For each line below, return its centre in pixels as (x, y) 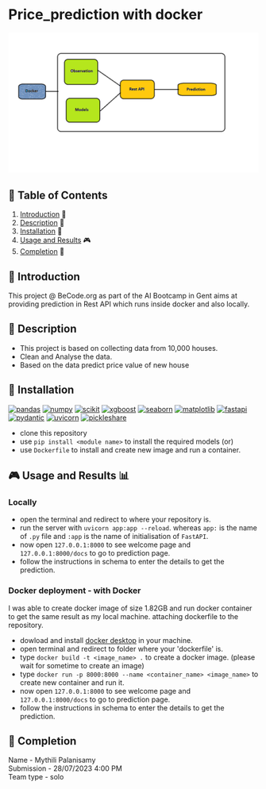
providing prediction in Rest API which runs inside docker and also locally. (129, 304)
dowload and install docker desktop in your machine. (106, 640)
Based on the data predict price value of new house (104, 365)
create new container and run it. (72, 682)
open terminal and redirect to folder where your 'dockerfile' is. (121, 649)
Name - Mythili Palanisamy (52, 760)
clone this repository (53, 433)
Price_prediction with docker (106, 15)
